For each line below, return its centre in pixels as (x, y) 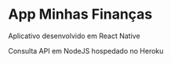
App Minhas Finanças (80, 14)
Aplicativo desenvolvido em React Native (74, 36)
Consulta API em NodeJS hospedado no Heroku (86, 51)
